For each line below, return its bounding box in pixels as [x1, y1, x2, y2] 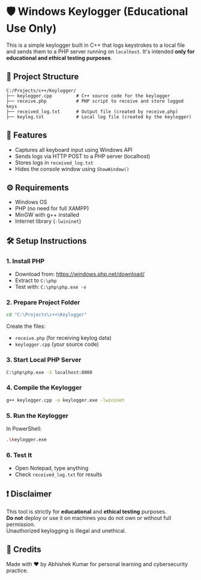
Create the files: [6, 322, 46, 330]
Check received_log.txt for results [14, 471, 103, 478]
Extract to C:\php [14, 277, 57, 284]
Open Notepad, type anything [14, 465, 89, 472]
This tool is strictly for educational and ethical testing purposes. [6, 508, 167, 515]
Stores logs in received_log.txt [14, 159, 94, 166]
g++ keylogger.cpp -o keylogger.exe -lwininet [6, 397, 125, 403]
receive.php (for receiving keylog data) [14, 334, 112, 342]
